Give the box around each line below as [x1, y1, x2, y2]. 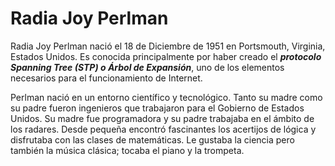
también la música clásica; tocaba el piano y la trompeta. [10, 144, 245, 156]
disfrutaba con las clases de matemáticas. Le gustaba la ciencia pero [10, 133, 295, 146]
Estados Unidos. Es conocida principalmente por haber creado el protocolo [10, 50, 322, 62]
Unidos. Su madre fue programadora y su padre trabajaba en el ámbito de [10, 112, 315, 124]
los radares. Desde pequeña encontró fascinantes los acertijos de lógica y [10, 123, 317, 135]
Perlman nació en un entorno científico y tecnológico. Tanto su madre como [10, 91, 323, 103]
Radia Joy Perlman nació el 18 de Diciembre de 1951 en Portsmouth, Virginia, [10, 40, 326, 52]
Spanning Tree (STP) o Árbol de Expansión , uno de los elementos [10, 61, 285, 73]
